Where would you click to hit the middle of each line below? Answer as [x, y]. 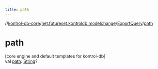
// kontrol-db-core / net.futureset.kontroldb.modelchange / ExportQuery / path [79, 23]
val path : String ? [21, 61]
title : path [17, 9]
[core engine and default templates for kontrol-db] [55, 56]
